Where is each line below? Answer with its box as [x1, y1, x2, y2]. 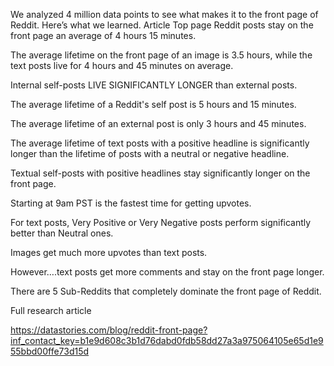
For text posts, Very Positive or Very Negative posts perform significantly [10, 217, 312, 228]
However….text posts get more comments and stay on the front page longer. [10, 266, 325, 278]
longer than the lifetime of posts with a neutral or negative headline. [10, 148, 290, 159]
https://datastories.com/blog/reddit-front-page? [10, 324, 208, 336]
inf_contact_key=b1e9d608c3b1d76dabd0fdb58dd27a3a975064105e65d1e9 [10, 335, 324, 346]
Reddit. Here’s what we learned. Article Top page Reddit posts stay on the [10, 19, 314, 31]
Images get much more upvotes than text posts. [10, 247, 208, 258]
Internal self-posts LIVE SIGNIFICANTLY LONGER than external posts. [10, 79, 298, 91]
